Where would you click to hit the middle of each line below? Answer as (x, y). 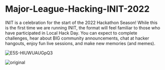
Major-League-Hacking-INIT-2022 (77, 9)
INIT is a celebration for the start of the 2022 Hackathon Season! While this (81, 23)
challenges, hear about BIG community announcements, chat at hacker (77, 38)
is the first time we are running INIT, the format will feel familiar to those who (83, 27)
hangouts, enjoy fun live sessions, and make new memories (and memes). (80, 43)
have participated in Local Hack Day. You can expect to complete (71, 33)
